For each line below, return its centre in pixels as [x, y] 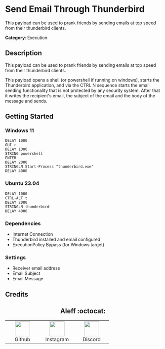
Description [23, 53]
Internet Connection [33, 234]
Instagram [57, 339]
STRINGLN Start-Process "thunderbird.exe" [49, 167]
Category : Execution [26, 38]
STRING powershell [24, 154]
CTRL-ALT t [16, 198]
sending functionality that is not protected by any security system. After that [83, 90]
